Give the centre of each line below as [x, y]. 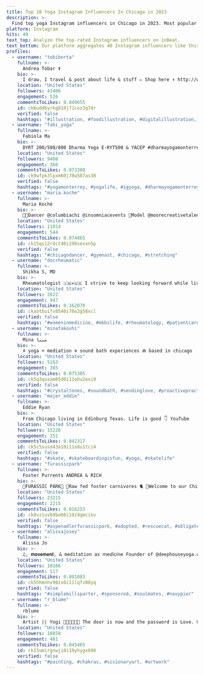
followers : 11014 [39, 227]
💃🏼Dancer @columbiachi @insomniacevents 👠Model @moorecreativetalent [112, 215]
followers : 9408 [38, 159]
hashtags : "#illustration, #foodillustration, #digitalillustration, [107, 119]
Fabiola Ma [36, 136]
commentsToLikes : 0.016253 [51, 509]
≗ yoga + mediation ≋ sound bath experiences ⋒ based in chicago [107, 351]
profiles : [19, 52]
